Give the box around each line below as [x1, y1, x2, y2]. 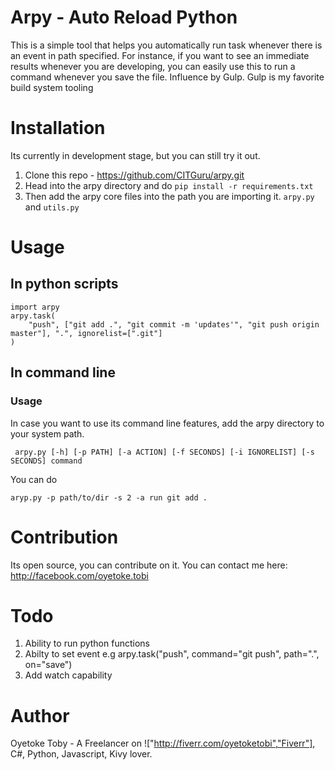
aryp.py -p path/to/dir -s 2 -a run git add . [10, 492, 208, 503]
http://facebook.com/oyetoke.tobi [10, 569, 149, 581]
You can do [10, 473, 58, 485]
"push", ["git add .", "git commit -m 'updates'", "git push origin [28, 319, 320, 330]
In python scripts [10, 276, 119, 293]
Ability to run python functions [24, 637, 150, 650]
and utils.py [24, 201, 80, 213]
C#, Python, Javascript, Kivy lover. [10, 748, 153, 760]
